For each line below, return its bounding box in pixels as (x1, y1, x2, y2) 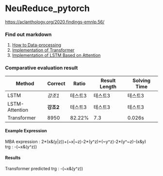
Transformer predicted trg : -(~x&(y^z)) (5, 165, 83, 171)
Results (5, 155, 21, 160)
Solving (132, 77, 151, 84)
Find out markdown (5, 31, 52, 38)
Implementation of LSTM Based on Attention (12, 52, 101, 58)
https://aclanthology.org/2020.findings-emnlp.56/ (5, 19, 105, 25)
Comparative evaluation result (5, 64, 78, 71)
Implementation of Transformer (12, 47, 75, 53)
